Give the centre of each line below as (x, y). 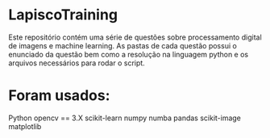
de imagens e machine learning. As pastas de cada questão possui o (123, 45)
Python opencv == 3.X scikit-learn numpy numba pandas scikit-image (125, 118)
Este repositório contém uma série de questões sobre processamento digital (135, 37)
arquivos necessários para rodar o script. (77, 63)
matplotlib (25, 126)
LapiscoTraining (63, 15)
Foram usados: (59, 96)
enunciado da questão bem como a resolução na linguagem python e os (128, 54)
